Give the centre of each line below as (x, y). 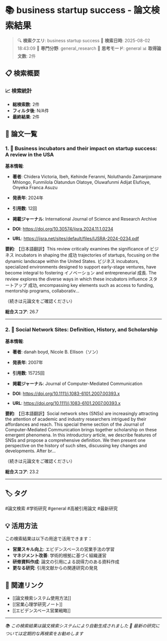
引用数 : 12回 (25, 208)
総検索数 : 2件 (26, 104)
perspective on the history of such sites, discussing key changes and (76, 445)
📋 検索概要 (23, 73)
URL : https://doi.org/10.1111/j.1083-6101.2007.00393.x (66, 403)
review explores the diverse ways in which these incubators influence (77, 279)
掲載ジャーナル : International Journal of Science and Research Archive (84, 219)
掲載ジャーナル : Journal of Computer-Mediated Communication (77, 384)
